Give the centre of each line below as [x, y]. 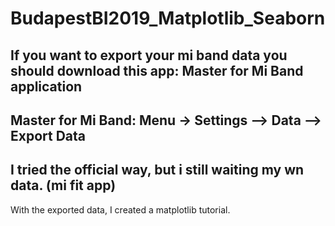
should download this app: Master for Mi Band [157, 70]
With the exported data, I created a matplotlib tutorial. [120, 209]
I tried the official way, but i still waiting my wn [157, 170]
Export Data [48, 135]
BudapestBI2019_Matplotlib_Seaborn [168, 18]
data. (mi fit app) [63, 185]
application [46, 86]
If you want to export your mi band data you [149, 55]
